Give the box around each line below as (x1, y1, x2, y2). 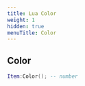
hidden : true (7, 23, 45, 30)
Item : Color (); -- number (7, 73, 78, 80)
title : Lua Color (7, 10, 57, 17)
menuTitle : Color (7, 29, 57, 36)
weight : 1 (7, 17, 36, 23)
